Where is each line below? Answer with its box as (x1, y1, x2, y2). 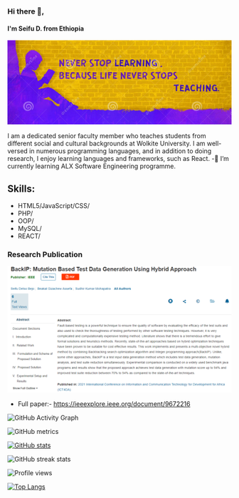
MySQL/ (17, 224, 43, 232)
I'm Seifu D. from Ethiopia (7, 24, 84, 33)
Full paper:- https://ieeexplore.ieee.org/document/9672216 (17, 400, 191, 408)
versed (7, 147, 28, 155)
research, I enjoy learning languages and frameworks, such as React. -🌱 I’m (7, 155, 230, 163)
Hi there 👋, (7, 6, 45, 16)
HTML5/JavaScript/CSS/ (17, 201, 90, 209)
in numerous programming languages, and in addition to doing (29, 147, 212, 155)
